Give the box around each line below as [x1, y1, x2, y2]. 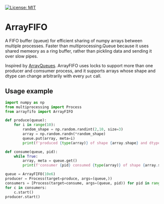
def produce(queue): [5, 118, 47, 123]
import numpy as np [5, 100, 45, 105]
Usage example [5, 87, 54, 95]
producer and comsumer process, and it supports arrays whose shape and [5, 68, 156, 74]
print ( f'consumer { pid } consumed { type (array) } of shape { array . [22, 163, 159, 168]
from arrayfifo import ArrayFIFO [5, 109, 73, 114]
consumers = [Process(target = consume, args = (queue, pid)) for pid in [5, 181, 150, 185]
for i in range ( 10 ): [14, 122, 56, 128]
